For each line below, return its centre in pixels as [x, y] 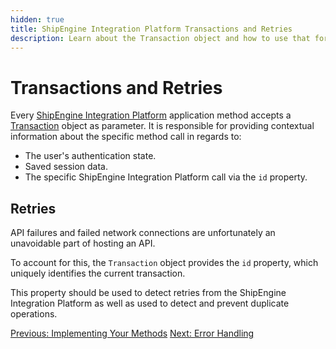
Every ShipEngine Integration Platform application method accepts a [151, 115]
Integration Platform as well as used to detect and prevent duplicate [150, 303]
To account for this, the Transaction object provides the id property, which [164, 263]
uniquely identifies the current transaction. [98, 273]
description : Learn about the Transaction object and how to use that [160, 38]
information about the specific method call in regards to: [126, 137]
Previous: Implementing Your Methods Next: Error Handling [132, 333]
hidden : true [37, 19]
